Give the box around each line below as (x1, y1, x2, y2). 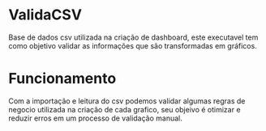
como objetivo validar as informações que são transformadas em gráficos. (8, 40, 257, 50)
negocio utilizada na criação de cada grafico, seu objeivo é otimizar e (8, 104, 241, 114)
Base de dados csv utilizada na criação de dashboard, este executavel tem (8, 32, 259, 42)
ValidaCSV (8, 6, 83, 24)
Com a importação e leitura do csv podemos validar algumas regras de (8, 95, 246, 106)
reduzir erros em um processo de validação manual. (8, 113, 182, 123)
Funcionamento (8, 70, 117, 88)
